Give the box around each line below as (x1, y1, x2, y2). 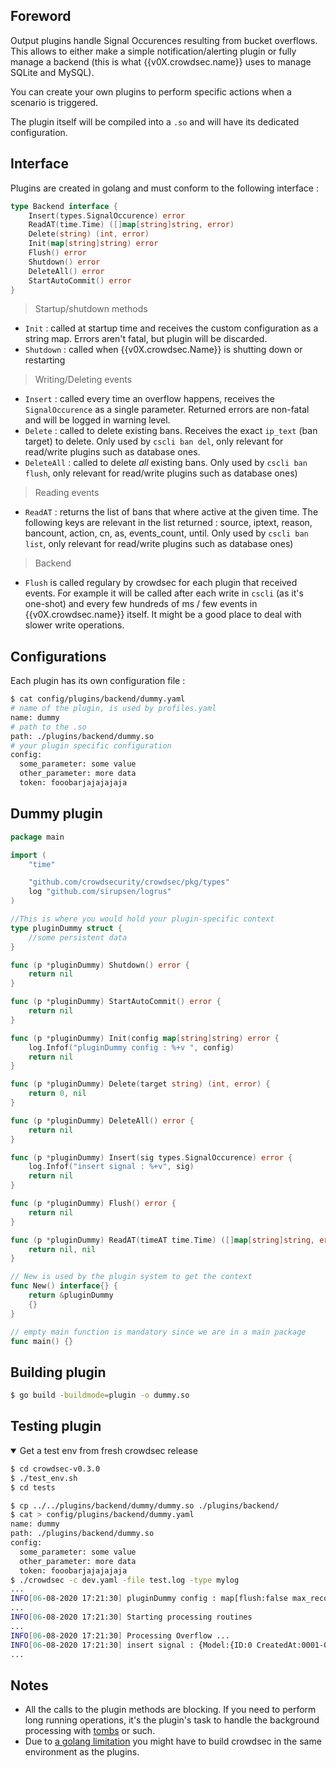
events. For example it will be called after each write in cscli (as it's (24, 587, 304, 599)
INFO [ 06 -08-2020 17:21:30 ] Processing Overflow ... (10, 1630, 230, 1641)
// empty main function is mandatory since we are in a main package (10, 1327, 307, 1337)
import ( (10, 850, 47, 860)
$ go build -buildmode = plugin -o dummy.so (10, 1390, 190, 1401)
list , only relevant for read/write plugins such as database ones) (24, 538, 294, 550)
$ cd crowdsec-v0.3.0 (10, 1464, 101, 1474)
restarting (24, 354, 66, 366)
